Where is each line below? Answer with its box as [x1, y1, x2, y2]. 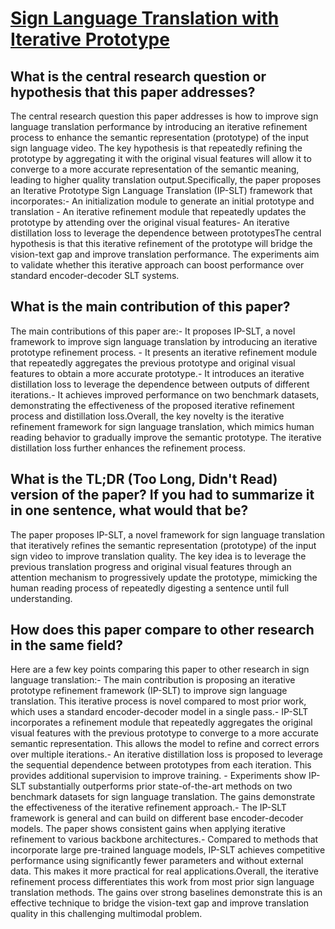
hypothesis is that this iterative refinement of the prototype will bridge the [10, 238, 313, 249]
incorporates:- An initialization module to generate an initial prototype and [10, 195, 315, 207]
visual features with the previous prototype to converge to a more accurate [10, 727, 319, 739]
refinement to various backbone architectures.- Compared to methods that [10, 833, 319, 846]
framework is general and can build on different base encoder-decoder [10, 812, 304, 824]
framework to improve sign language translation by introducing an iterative [10, 335, 318, 347]
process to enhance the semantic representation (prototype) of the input [10, 132, 310, 143]
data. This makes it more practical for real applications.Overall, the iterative [10, 865, 319, 877]
